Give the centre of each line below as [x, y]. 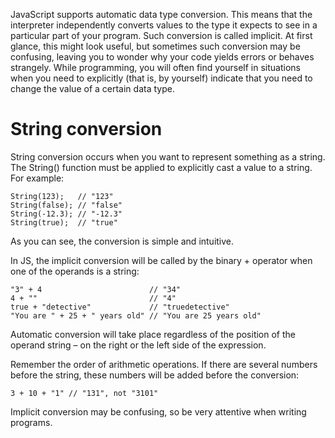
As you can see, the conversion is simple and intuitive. [122, 241]
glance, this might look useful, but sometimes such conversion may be [155, 46]
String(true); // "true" [64, 222]
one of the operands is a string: [75, 271]
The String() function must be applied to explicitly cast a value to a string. [161, 167]
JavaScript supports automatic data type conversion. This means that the [161, 14]
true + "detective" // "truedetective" [120, 307]
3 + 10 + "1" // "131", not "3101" [84, 393]
